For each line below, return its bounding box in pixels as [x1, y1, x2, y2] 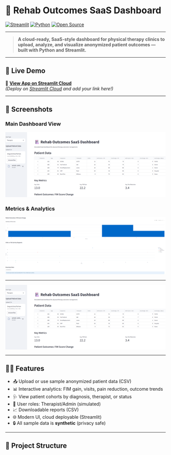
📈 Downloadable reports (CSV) [12, 407, 79, 413]
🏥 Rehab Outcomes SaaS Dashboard [5, 5, 161, 16]
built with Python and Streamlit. [17, 47, 87, 53]
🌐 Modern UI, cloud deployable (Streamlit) [12, 414, 102, 420]
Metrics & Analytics [5, 205, 55, 212]
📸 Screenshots [5, 105, 53, 114]
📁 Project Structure [5, 441, 67, 450]
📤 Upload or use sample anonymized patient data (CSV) [12, 378, 132, 384]
